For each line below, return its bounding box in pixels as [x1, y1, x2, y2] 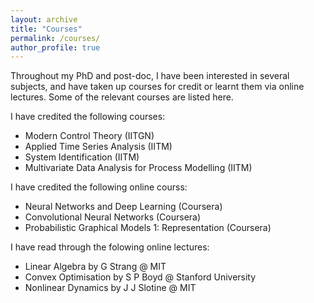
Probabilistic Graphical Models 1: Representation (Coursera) [24, 222, 272, 234]
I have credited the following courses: [10, 111, 166, 123]
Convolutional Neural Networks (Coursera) [24, 211, 202, 223]
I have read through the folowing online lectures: [10, 241, 210, 253]
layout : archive [10, 14, 78, 25]
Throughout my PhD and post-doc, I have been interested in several [10, 70, 290, 82]
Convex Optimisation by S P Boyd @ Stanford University [24, 271, 257, 283]
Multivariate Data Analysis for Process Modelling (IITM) [24, 162, 253, 174]
